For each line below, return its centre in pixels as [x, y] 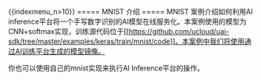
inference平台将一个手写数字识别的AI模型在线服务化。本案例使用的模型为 [127, 21]
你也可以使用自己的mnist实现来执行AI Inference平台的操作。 [106, 68]
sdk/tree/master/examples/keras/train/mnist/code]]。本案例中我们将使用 [127, 41]
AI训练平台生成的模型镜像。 [60, 51]
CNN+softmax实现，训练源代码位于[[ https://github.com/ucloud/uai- [119, 31]
